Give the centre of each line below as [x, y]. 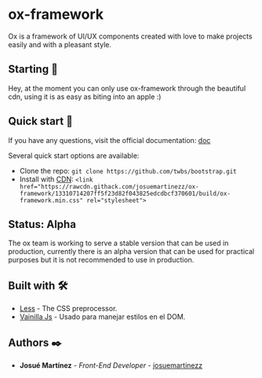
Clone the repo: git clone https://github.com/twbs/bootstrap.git [128, 171]
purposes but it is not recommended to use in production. [101, 260]
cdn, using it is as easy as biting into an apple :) [85, 97]
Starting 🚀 [33, 70]
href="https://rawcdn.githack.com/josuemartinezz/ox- [109, 186]
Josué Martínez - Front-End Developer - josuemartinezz [111, 365]
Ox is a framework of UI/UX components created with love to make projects [130, 36]
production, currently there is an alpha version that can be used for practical [131, 251]
